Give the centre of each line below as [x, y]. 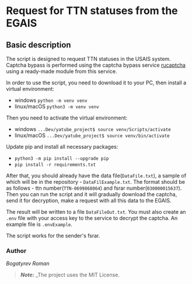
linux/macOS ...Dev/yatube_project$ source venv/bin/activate [92, 135]
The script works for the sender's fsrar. [53, 236]
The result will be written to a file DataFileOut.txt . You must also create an [96, 212]
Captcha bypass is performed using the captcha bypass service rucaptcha [96, 65]
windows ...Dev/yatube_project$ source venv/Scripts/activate [92, 129]
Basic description [39, 45]
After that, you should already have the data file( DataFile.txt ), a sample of [96, 176]
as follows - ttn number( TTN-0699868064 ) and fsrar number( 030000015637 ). [94, 188]
